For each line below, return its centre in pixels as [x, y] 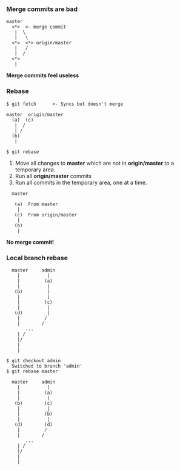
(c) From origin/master [46, 215]
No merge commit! [30, 242]
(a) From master [36, 204]
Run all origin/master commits [53, 176]
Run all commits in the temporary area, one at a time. [81, 182]
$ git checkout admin [34, 360]
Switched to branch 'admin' [47, 366]
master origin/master [35, 114]
